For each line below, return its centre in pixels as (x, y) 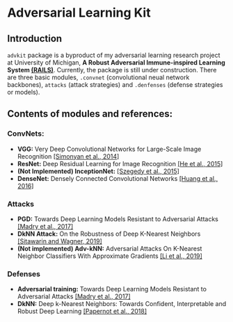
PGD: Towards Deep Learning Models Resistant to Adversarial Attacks (118, 219)
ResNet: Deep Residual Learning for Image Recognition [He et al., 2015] (120, 163)
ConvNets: (26, 134)
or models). (24, 92)
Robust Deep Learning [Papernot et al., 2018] (82, 312)
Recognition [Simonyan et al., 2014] (68, 156)
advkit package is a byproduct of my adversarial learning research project (114, 55)
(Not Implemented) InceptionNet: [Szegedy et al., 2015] (98, 171)
